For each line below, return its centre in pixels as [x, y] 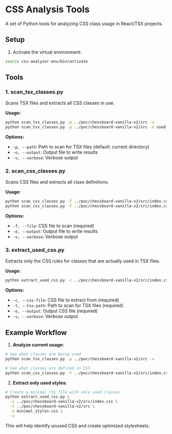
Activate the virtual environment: [47, 52]
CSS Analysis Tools [48, 9]
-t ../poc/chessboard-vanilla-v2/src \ [52, 406]
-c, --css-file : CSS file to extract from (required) [66, 300]
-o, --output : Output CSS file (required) [55, 311]
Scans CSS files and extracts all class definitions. [57, 182]
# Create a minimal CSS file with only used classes [63, 392]
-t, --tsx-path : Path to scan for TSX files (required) [68, 306]
